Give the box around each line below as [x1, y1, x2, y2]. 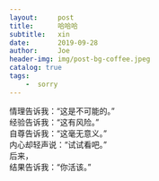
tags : [9, 72, 30, 81]
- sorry [25, 80, 58, 89]
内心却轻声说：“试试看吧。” [9, 139, 108, 150]
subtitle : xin [9, 30, 70, 39]
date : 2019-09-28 [9, 38, 99, 47]
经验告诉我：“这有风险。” [9, 116, 100, 127]
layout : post [9, 13, 75, 22]
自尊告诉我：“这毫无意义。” [9, 127, 108, 139]
